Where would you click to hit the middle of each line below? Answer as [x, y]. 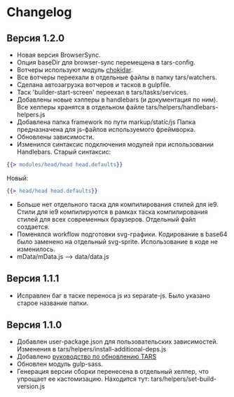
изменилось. [36, 249]
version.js [31, 386]
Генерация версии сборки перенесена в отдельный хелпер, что [113, 372]
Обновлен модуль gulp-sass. [60, 364]
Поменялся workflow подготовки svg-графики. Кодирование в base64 [122, 234]
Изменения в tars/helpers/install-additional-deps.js [91, 349]
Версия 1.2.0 [36, 38]
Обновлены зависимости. [55, 137]
